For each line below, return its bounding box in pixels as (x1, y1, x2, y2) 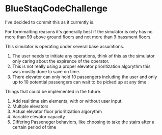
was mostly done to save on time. (12, 68, 81, 74)
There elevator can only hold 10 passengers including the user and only (12, 74, 157, 80)
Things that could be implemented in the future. (5, 88, 102, 94)
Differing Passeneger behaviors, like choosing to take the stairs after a (12, 119, 155, 125)
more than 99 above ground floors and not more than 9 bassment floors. (5, 34, 152, 40)
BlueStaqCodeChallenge (5, 3, 108, 14)
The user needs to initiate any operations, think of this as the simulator (12, 53, 155, 59)
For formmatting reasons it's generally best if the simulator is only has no (5, 28, 153, 34)
